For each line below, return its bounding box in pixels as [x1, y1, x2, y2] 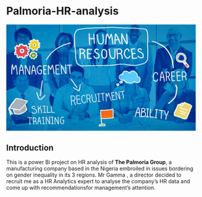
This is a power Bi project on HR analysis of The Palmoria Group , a [6, 159, 173, 166]
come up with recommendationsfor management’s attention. [6, 184, 156, 192]
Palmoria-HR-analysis [6, 4, 119, 18]
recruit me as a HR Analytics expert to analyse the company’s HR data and [6, 178, 191, 185]
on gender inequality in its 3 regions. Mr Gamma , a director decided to [6, 171, 182, 178]
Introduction [6, 142, 54, 153]
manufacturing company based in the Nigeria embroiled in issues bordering [6, 165, 194, 172]
